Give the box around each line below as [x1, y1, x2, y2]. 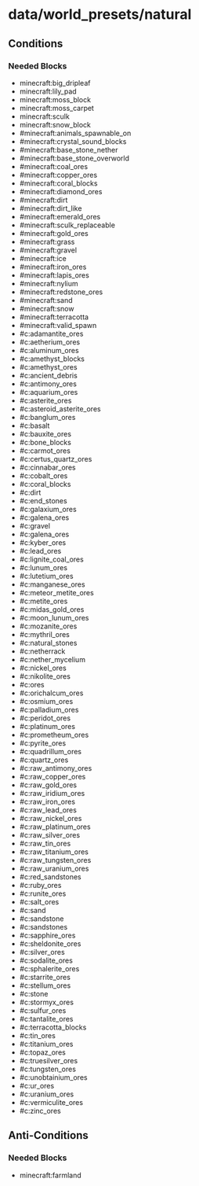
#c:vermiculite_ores [19, 1097, 84, 1107]
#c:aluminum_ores [19, 345, 80, 355]
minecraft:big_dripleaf [19, 78, 91, 87]
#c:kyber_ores [19, 537, 67, 547]
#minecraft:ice [19, 253, 67, 263]
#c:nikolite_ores [19, 671, 71, 681]
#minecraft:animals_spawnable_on [19, 128, 132, 138]
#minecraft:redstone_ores [19, 287, 103, 296]
